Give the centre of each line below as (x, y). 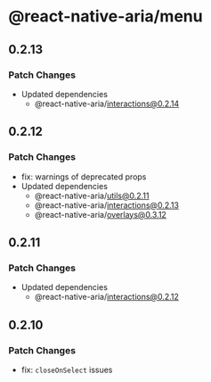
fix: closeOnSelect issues (67, 370)
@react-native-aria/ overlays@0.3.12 (100, 214)
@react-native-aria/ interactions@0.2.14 (107, 104)
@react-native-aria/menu (105, 17)
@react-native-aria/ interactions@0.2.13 (107, 205)
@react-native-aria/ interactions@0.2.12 (106, 297)
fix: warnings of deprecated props (84, 177)
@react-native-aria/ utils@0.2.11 (92, 195)
